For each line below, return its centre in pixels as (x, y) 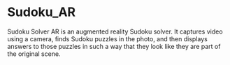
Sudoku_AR (41, 12)
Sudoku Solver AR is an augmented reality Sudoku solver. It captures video (115, 31)
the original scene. (34, 54)
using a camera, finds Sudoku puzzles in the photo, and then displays (107, 38)
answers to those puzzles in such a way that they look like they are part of (114, 46)
